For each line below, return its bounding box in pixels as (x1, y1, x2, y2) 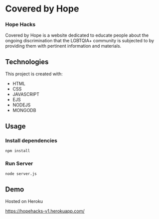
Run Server (5, 160, 34, 167)
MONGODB (12, 107, 37, 114)
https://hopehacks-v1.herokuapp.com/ (5, 208, 85, 214)
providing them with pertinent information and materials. (5, 43, 121, 49)
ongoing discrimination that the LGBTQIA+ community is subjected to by (5, 38, 154, 44)
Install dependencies (5, 137, 58, 144)
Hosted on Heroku (5, 198, 43, 204)
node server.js (5, 171, 37, 176)
